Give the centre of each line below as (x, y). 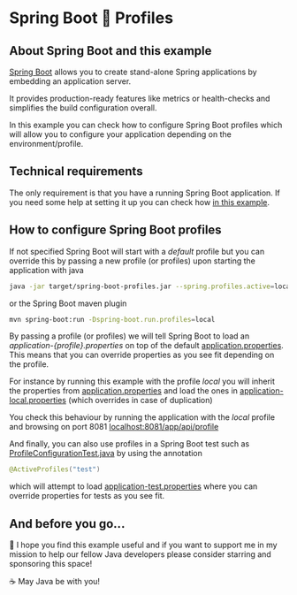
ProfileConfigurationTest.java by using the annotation (106, 454)
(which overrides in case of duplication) (141, 400)
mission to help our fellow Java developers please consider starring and (140, 554)
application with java (46, 270)
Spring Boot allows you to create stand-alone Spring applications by (133, 72)
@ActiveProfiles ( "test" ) (55, 469)
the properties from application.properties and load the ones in (124, 391)
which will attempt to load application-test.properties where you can (133, 486)
